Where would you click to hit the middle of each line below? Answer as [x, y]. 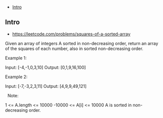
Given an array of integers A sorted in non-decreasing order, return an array [82, 43]
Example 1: [16, 58]
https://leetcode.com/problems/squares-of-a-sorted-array [71, 34]
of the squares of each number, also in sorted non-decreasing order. [74, 49]
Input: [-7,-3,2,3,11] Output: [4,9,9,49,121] [46, 86]
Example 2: [16, 77]
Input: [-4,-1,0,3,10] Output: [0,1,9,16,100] [46, 67]
